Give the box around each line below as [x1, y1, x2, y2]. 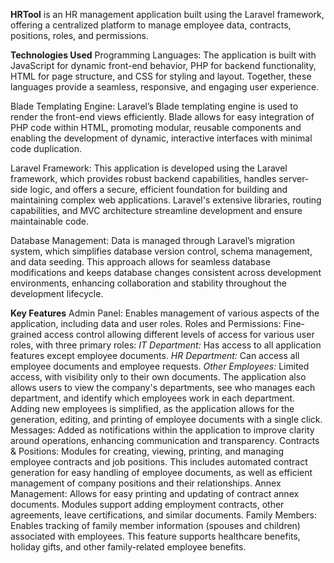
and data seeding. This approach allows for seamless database [10, 256, 271, 268]
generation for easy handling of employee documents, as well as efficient [10, 467, 313, 478]
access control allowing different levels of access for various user [44, 329, 315, 340]
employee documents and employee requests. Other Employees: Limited [10, 360, 310, 372]
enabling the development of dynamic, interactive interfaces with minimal [10, 132, 313, 144]
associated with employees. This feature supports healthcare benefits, [10, 530, 301, 542]
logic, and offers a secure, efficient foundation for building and [29, 184, 288, 195]
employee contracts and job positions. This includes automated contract [10, 456, 308, 468]
